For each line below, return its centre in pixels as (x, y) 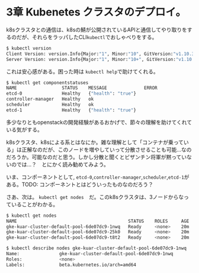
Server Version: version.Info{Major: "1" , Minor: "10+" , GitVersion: (91, 59)
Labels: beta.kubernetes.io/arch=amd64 (71, 265)
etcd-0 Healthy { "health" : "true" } (71, 94)
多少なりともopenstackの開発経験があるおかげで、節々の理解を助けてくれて (99, 122)
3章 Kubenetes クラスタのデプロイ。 (96, 12)
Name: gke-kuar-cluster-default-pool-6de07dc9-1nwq (90, 254)
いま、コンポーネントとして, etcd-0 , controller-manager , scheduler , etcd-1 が (98, 177)
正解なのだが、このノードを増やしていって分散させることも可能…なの (107, 149)
